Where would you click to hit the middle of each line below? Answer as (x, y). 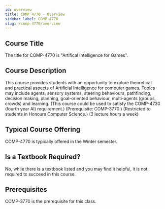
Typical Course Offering (43, 129)
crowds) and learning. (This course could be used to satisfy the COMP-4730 (83, 104)
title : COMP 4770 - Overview (35, 14)
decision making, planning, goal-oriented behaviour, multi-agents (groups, (81, 98)
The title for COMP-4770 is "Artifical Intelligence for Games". (66, 55)
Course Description (36, 71)
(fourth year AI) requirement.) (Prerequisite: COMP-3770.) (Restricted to (78, 108)
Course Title (24, 43)
